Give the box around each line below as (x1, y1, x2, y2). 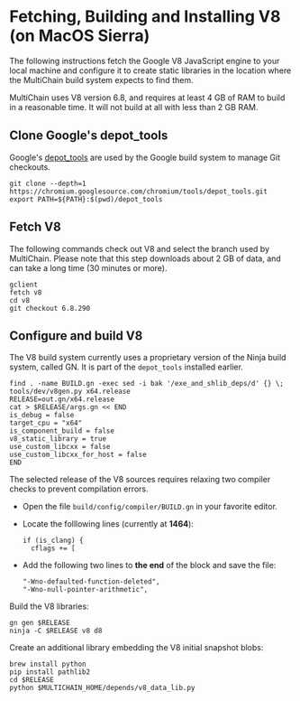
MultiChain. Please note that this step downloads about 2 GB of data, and (9, 253, 281, 264)
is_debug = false (9, 411, 75, 420)
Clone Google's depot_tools (9, 128, 168, 144)
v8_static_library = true (9, 435, 106, 444)
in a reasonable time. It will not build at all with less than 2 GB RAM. (9, 101, 259, 112)
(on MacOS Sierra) (9, 25, 150, 46)
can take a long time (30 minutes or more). (9, 262, 168, 273)
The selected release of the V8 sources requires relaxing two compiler (9, 474, 271, 485)
